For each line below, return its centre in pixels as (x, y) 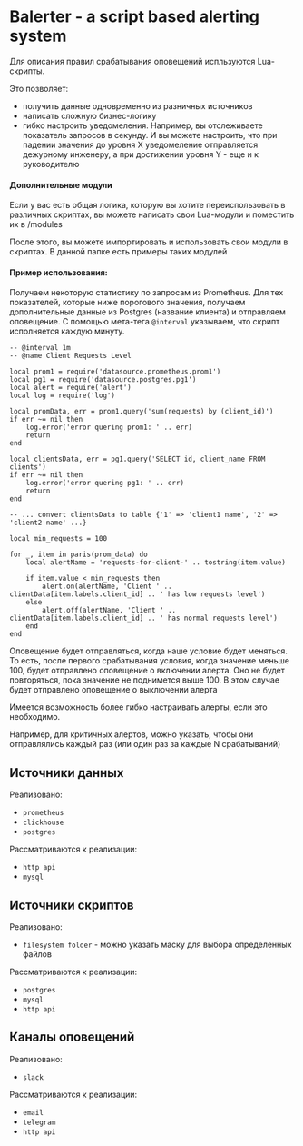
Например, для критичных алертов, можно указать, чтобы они (132, 734)
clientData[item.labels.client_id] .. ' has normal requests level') (144, 618)
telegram (39, 1122)
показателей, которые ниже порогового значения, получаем (127, 303)
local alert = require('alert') (70, 388)
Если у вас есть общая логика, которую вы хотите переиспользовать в (147, 205)
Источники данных (67, 773)
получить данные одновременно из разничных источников (137, 105)
